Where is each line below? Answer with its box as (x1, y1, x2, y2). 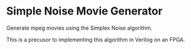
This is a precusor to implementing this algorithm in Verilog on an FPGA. (6, 36, 186, 43)
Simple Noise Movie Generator (6, 4, 163, 18)
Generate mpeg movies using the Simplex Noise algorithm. (6, 24, 153, 31)
